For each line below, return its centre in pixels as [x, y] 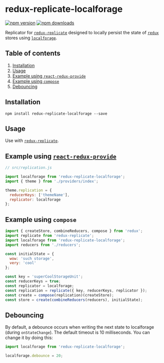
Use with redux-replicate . [32, 141]
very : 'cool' [23, 263]
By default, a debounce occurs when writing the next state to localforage [80, 327]
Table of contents [33, 53]
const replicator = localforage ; [40, 286]
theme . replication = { [28, 190]
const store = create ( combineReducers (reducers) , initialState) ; [74, 300]
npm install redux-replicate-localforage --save [56, 113]
